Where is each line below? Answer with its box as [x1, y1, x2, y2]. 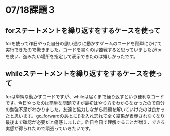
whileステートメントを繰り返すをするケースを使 [5, 69, 156, 78]
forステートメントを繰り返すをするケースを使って [5, 26, 161, 35]
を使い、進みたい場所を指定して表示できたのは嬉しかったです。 [5, 53, 139, 59]
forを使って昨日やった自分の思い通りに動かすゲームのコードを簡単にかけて [5, 41, 162, 46]
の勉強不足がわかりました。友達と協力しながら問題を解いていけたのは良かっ [5, 106, 165, 112]
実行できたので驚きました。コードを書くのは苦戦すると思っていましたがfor [5, 47, 162, 53]
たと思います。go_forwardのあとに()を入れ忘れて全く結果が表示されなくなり [5, 113, 165, 119]
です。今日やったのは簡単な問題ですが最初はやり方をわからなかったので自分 [5, 100, 165, 106]
